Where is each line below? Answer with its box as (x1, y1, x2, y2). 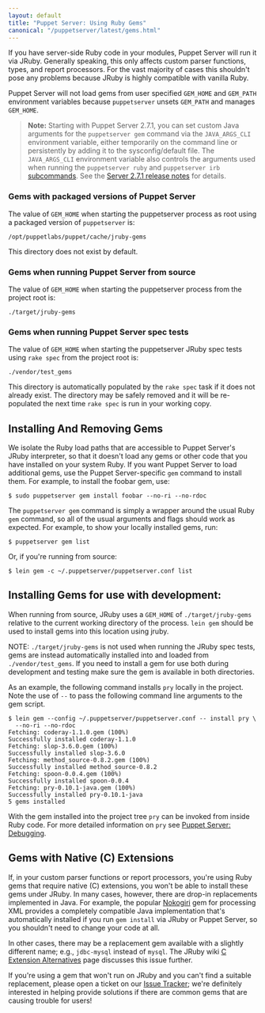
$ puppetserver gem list (8, 538, 90, 546)
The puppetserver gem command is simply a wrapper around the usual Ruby (8, 506, 255, 516)
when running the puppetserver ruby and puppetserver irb (27, 163, 220, 173)
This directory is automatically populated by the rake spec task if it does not (8, 382, 256, 392)
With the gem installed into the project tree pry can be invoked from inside (8, 811, 251, 821)
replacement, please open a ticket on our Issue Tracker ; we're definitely (8, 979, 243, 988)
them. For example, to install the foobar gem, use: (8, 477, 170, 486)
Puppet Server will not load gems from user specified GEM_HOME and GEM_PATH (8, 89, 257, 98)
